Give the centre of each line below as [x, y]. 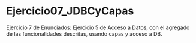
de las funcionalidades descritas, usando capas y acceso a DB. [85, 33]
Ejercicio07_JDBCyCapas [70, 11]
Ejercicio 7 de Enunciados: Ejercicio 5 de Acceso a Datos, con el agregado [98, 27]
